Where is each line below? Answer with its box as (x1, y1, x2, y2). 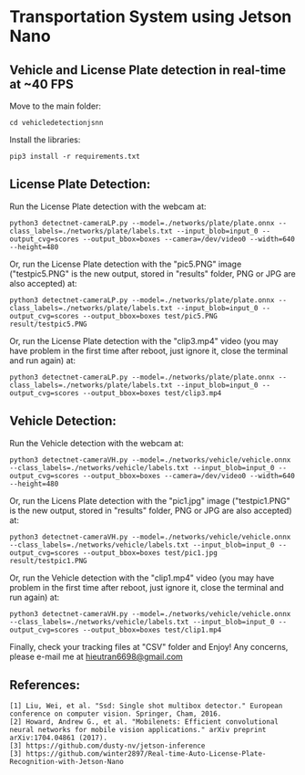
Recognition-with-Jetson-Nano (9, 758, 125, 767)
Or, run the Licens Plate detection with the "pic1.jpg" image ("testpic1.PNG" (9, 495, 290, 506)
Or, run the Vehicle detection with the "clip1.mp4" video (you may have (9, 572, 275, 583)
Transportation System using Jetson (9, 6, 292, 27)
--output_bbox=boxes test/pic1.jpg (82, 548, 219, 558)
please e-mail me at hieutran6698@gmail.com (9, 651, 184, 662)
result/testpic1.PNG (9, 556, 88, 565)
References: (9, 677, 80, 693)
